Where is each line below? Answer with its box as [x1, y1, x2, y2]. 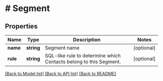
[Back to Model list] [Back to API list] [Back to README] [5, 71, 116, 76]
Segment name [45, 44, 80, 51]
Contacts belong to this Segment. [45, 58, 121, 65]
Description [73, 37, 101, 43]
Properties [5, 22, 38, 30]
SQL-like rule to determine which [45, 53, 121, 59]
